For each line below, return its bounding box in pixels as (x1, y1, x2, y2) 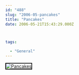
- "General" (10, 49, 36, 54)
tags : (5, 40, 17, 45)
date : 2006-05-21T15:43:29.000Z (5, 21, 74, 27)
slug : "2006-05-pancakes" (5, 12, 60, 17)
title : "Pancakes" (5, 17, 44, 22)
